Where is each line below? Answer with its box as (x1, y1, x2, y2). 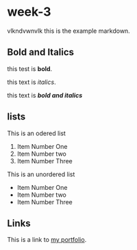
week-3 (7, 4, 51, 20)
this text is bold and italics (7, 91, 83, 99)
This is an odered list (7, 129, 66, 137)
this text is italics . (7, 78, 56, 86)
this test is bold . (7, 64, 53, 72)
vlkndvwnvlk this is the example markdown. (7, 27, 130, 35)
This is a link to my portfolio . (7, 236, 87, 244)
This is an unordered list (7, 170, 75, 178)
